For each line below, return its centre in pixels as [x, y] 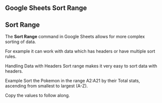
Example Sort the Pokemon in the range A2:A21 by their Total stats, [73, 81]
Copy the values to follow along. [37, 96]
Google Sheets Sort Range [46, 8]
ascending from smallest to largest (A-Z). [46, 86]
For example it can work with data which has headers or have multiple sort [80, 51]
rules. [11, 56]
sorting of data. [21, 42]
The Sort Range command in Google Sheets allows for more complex [75, 37]
